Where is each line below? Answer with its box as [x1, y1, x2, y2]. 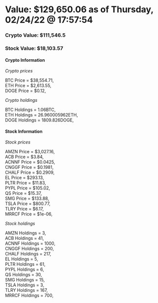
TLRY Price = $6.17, [5, 206, 44, 212]
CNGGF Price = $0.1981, [5, 164, 54, 170]
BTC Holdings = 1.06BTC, [5, 107, 56, 113]
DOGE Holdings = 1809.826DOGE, [5, 117, 74, 123]
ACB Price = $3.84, [5, 154, 44, 160]
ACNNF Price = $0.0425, [5, 159, 55, 165]
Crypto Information [5, 57, 45, 63]
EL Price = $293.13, [5, 175, 44, 181]
